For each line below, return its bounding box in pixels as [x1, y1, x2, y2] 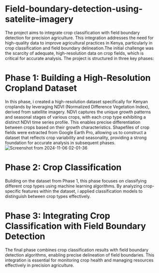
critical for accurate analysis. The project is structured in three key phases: [5, 55, 154, 61]
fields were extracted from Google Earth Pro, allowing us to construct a [5, 129, 146, 135]
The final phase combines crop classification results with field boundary [5, 247, 149, 253]
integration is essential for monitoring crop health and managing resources [5, 257, 154, 263]
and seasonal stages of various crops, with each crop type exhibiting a [5, 114, 146, 120]
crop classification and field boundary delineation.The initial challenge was [5, 45, 154, 51]
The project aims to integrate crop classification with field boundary [5, 30, 140, 35]
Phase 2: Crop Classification [5, 162, 122, 173]
